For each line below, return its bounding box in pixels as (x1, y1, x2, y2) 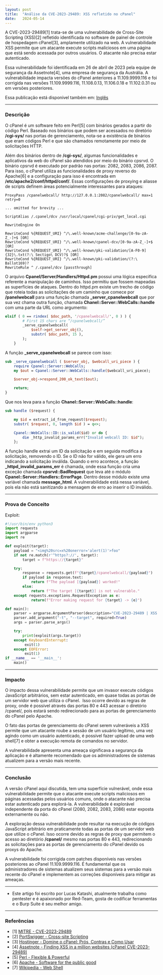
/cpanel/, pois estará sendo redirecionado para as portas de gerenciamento (5, 708, 156, 714)
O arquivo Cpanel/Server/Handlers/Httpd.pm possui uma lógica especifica (5, 273, 157, 279)
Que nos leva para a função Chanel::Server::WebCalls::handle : (5, 399, 133, 405)
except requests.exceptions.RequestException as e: (14, 593, 120, 598)
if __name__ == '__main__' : (5, 656, 62, 661)
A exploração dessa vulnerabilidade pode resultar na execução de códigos (5, 821, 155, 826)
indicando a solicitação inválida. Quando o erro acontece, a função (5, 458, 139, 464)
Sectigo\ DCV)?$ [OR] (35, 252, 79, 257)
